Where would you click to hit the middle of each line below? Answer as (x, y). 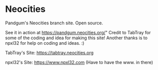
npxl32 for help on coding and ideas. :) (45, 43)
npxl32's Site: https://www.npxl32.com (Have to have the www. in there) (79, 62)
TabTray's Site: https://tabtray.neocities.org (49, 53)
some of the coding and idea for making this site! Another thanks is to (76, 38)
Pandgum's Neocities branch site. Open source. (54, 23)
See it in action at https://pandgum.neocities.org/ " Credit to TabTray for (78, 32)
